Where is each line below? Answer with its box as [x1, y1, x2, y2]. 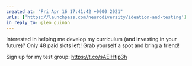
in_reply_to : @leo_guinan [6, 19, 70, 25]
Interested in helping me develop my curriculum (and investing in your [6, 36, 177, 43]
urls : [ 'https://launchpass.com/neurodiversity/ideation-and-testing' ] [6, 14, 187, 20]
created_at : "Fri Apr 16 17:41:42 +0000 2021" [6, 8, 123, 15]
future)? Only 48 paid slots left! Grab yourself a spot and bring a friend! [6, 42, 180, 49]
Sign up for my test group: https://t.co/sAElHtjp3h [6, 54, 127, 61]
